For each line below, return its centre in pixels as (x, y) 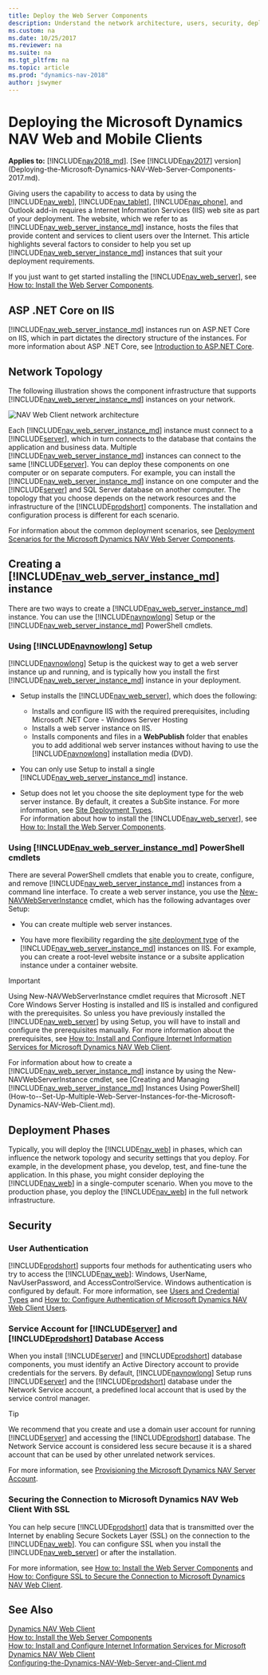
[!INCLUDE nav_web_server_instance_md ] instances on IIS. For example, (138, 948)
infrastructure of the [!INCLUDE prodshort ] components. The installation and (133, 507)
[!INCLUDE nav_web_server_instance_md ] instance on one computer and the (134, 481)
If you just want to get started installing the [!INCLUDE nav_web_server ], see (132, 277)
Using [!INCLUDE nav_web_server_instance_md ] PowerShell (126, 848)
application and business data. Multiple (73, 447)
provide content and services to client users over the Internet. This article (129, 236)
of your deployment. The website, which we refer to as (98, 219)
